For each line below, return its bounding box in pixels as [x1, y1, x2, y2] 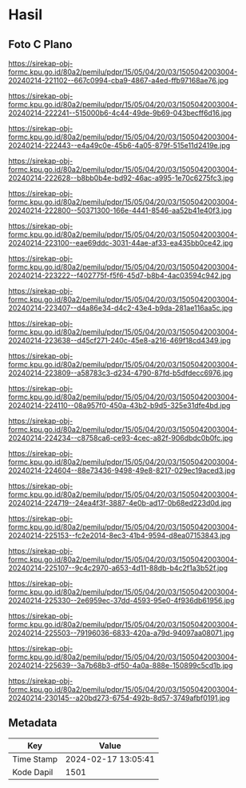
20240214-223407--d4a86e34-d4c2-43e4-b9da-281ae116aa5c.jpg [8, 303, 233, 313]
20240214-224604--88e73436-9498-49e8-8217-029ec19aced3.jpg [8, 466, 236, 475]
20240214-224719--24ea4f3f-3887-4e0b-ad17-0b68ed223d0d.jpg [8, 498, 232, 507]
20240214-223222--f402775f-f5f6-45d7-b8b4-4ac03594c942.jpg [8, 270, 232, 280]
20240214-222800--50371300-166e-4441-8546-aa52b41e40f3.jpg [8, 206, 232, 215]
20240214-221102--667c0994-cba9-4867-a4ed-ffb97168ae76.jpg [8, 76, 229, 85]
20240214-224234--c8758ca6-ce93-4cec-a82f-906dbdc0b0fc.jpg [8, 434, 233, 442]
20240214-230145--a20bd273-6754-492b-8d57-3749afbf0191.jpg [8, 694, 230, 702]
